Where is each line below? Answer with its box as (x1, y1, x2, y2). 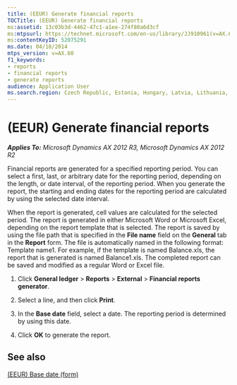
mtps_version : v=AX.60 (7, 50, 74, 57)
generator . (17, 282, 49, 291)
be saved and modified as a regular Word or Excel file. (7, 261, 165, 270)
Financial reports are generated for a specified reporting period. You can (7, 164, 219, 173)
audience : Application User (7, 83, 90, 90)
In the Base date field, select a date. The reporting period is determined (17, 309, 226, 318)
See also (7, 351, 46, 363)
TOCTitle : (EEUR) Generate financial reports (7, 17, 143, 24)
